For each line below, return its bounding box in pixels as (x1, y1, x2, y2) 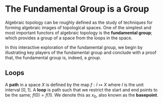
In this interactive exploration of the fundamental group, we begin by (5, 44, 143, 50)
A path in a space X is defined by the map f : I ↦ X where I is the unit (5, 82, 144, 87)
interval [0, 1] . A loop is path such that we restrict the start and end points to (5, 86, 158, 93)
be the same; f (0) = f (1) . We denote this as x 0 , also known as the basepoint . (5, 92, 159, 99)
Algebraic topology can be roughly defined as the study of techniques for (5, 19, 153, 25)
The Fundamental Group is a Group (5, 3, 149, 15)
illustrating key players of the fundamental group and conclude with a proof (5, 50, 157, 55)
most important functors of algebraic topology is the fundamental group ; (5, 30, 153, 35)
